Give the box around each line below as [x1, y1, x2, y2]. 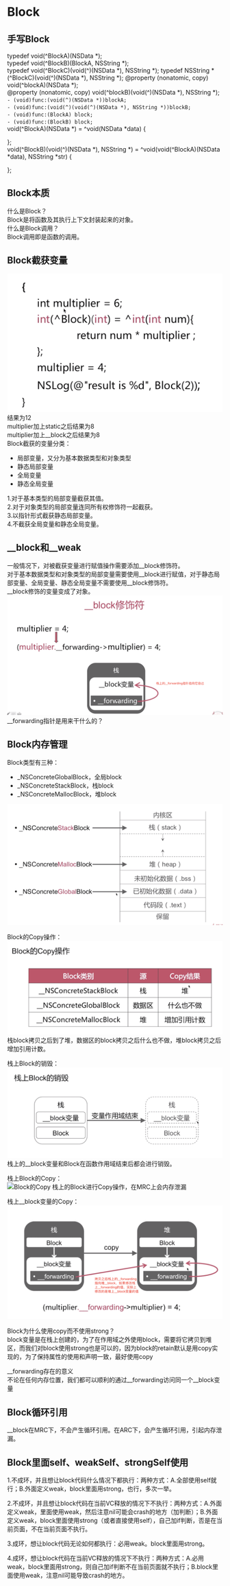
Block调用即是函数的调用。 [7, 233, 84, 241]
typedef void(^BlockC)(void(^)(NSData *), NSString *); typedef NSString [7, 67, 210, 74]
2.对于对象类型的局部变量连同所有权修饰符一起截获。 [7, 503, 157, 511]
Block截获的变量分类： [7, 440, 71, 447]
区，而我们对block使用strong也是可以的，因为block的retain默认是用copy [7, 1344, 212, 1352]
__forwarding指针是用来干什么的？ [7, 716, 104, 724]
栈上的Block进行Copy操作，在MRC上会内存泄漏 [52, 1183, 187, 1191]
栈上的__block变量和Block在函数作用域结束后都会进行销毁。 [7, 1159, 176, 1168]
